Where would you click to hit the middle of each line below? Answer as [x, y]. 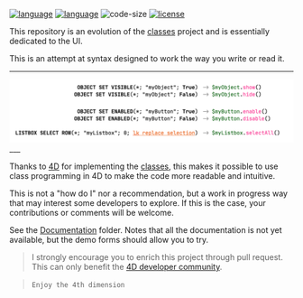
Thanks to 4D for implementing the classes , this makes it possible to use [144, 166]
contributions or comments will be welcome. [92, 213]
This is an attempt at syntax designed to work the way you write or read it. [147, 58]
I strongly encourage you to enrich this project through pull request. [157, 257]
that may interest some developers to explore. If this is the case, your [138, 203]
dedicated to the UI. [46, 41]
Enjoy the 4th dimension [78, 285]
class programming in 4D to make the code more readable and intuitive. [142, 176]
